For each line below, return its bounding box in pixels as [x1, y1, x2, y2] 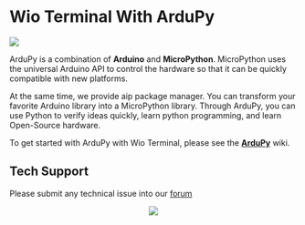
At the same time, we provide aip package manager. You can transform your [9, 90, 296, 101]
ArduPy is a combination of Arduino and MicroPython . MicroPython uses [9, 53, 286, 65]
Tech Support [9, 164, 89, 179]
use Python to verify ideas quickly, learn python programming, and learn [9, 109, 282, 120]
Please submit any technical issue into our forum [9, 188, 193, 199]
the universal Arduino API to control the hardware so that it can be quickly [9, 63, 288, 74]
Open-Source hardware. [9, 119, 101, 130]
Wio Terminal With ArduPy [9, 6, 216, 27]
